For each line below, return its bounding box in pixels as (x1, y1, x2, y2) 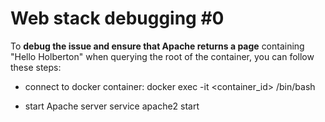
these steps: (10, 61, 62, 73)
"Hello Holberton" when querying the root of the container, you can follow (10, 50, 315, 62)
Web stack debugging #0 (10, 7, 225, 30)
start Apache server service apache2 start (24, 100, 200, 112)
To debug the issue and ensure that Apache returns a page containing (10, 40, 305, 52)
